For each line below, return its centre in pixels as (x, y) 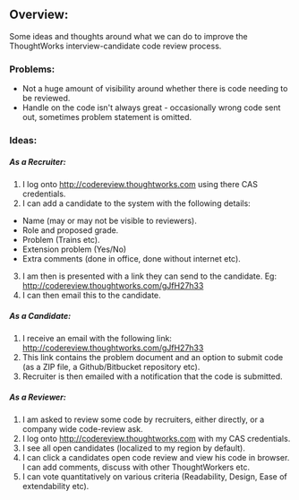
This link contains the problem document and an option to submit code (153, 357)
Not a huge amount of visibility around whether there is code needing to (155, 89)
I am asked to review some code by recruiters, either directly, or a (143, 419)
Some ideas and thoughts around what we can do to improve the (128, 36)
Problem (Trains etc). (61, 240)
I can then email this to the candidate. (91, 295)
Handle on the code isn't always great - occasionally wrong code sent (151, 108)
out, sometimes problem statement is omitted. (107, 117)
